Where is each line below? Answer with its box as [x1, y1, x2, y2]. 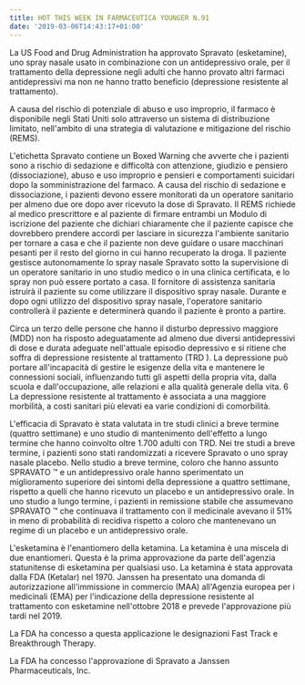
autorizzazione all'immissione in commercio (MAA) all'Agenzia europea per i [9, 581, 296, 592]
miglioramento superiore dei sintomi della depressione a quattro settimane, [9, 476, 290, 487]
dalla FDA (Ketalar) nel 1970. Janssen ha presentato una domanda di [9, 571, 266, 582]
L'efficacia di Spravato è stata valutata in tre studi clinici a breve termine [9, 418, 280, 429]
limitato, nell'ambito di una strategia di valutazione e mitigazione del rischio [9, 122, 291, 133]
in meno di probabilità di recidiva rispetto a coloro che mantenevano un [9, 514, 277, 525]
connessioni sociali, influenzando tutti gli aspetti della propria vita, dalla [9, 371, 278, 382]
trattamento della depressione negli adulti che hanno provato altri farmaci [9, 66, 285, 78]
